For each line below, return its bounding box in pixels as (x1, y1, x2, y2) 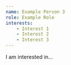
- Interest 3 (16, 37, 49, 43)
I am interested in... (5, 54, 54, 60)
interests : (5, 20, 33, 26)
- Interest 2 (16, 31, 49, 37)
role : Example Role (5, 14, 55, 20)
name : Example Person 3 (5, 8, 66, 15)
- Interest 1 (16, 25, 49, 32)
